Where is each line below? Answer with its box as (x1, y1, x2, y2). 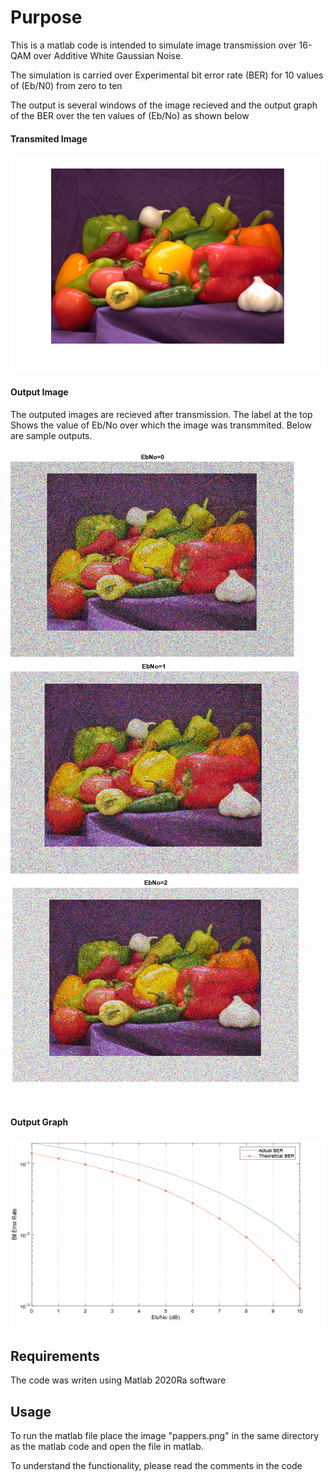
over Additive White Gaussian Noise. (33, 49, 184, 61)
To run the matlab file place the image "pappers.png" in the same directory (10, 1429, 320, 1441)
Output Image (10, 386, 69, 398)
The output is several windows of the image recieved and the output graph (10, 99, 318, 111)
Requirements (10, 1347, 100, 1365)
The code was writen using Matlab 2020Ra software (10, 1374, 227, 1386)
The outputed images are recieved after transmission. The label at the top (10, 408, 313, 420)
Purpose (10, 6, 83, 29)
